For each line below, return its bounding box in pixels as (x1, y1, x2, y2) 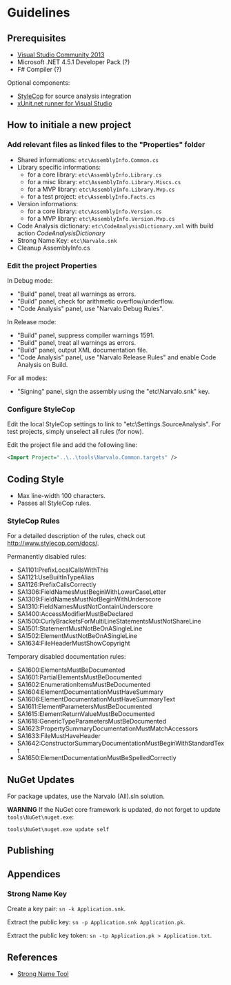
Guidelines (7, 5, 70, 21)
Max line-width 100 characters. (17, 491, 106, 499)
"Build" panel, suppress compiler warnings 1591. (17, 331, 155, 339)
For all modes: (7, 374, 48, 382)
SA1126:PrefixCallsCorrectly (17, 581, 97, 589)
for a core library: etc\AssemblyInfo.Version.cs (27, 207, 162, 215)
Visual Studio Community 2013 (17, 50, 105, 59)
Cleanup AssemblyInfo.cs (17, 243, 91, 252)
